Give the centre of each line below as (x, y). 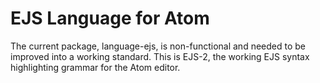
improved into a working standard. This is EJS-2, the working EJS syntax (160, 56)
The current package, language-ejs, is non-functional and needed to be (158, 46)
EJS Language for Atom (110, 18)
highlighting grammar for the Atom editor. (95, 67)
